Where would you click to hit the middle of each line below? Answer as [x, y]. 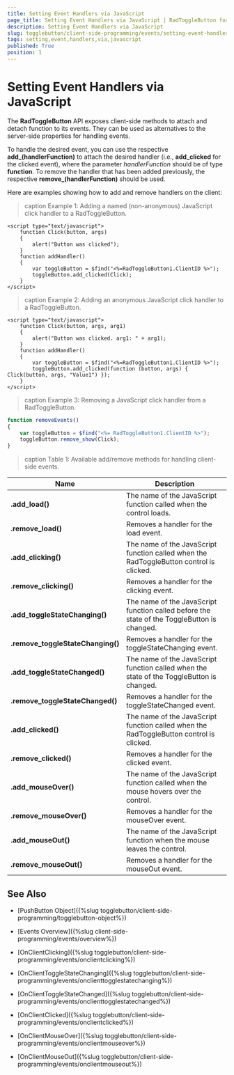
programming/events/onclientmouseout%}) [80, 1064]
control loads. [149, 513]
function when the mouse [168, 840]
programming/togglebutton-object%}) [72, 918]
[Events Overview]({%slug [55, 931]
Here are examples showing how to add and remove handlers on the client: [115, 192]
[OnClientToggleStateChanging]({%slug [75, 973]
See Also [27, 894]
